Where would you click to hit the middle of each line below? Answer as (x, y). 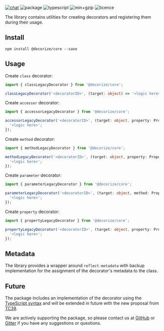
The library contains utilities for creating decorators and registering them (78, 17)
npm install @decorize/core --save (41, 49)
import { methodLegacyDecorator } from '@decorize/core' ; (65, 148)
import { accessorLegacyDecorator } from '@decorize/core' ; (68, 112)
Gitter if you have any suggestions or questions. (53, 323)
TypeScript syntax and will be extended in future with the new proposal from (82, 303)
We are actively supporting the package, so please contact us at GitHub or (80, 318)
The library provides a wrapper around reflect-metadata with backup (75, 266)
